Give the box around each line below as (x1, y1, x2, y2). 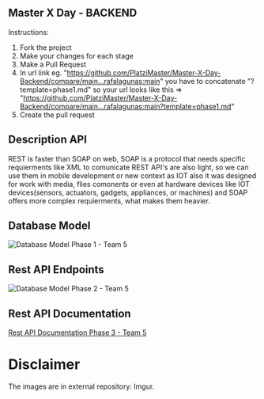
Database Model (8, 219, 91, 233)
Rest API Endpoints (8, 263, 104, 276)
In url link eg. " (19, 67, 67, 78)
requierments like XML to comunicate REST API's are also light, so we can (8, 162, 249, 172)
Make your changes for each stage (19, 51, 134, 60)
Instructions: (8, 27, 49, 36)
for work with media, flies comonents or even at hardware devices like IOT (8, 179, 251, 188)
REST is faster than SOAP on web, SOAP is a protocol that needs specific (8, 154, 246, 163)
